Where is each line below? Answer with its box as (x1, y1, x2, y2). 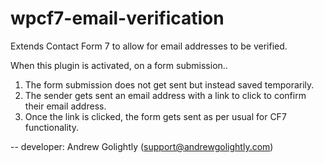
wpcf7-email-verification (10, 7, 225, 30)
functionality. (24, 121, 79, 133)
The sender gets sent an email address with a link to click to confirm (24, 89, 307, 101)
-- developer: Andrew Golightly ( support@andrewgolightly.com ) (10, 140, 274, 152)
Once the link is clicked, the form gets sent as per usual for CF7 (24, 110, 287, 122)
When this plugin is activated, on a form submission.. (10, 59, 228, 71)
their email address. (24, 100, 107, 112)
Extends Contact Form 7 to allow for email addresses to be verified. (10, 40, 288, 52)
